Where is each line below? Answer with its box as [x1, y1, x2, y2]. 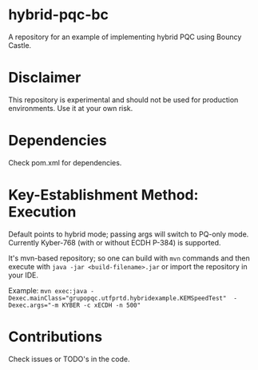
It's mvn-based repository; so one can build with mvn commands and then [8, 253, 250, 263]
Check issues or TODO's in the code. [8, 354, 130, 364]
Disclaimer [8, 69, 81, 87]
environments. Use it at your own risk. [8, 103, 133, 113]
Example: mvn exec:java [8, 285, 88, 295]
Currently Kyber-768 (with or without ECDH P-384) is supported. [8, 237, 221, 247]
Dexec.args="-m [8, 301, 59, 309]
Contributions [8, 328, 102, 345]
